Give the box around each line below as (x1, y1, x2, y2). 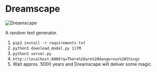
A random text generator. (5, 29, 58, 35)
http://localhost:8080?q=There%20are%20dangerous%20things (12, 56, 140, 61)
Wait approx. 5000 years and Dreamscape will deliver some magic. (12, 61, 153, 67)
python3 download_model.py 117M (12, 46, 81, 51)
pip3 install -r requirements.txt (12, 40, 86, 46)
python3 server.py (12, 51, 52, 56)
